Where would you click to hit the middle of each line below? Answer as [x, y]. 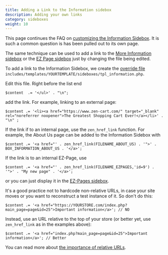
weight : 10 [17, 24]
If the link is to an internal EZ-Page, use [46, 158]
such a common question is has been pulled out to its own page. [72, 44]
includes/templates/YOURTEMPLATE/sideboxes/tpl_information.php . [75, 74]
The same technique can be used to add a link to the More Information [78, 53]
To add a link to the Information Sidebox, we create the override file [75, 69]
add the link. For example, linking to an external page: [61, 102]
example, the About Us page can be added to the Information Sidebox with [83, 135]
